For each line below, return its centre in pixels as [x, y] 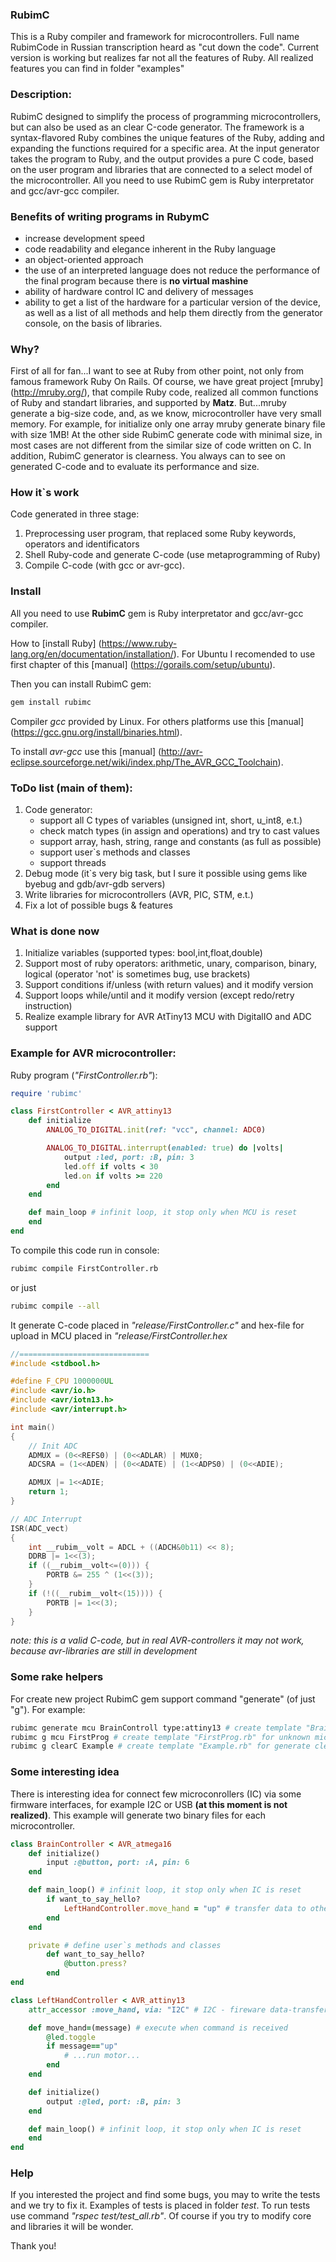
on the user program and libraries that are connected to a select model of [161, 169]
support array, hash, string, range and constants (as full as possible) [180, 841]
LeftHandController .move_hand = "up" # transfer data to [185, 1908]
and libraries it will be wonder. [72, 2227]
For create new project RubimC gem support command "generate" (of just [163, 1699]
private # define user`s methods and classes [125, 1945]
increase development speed [84, 238]
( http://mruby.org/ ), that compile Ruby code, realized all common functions [164, 392]
